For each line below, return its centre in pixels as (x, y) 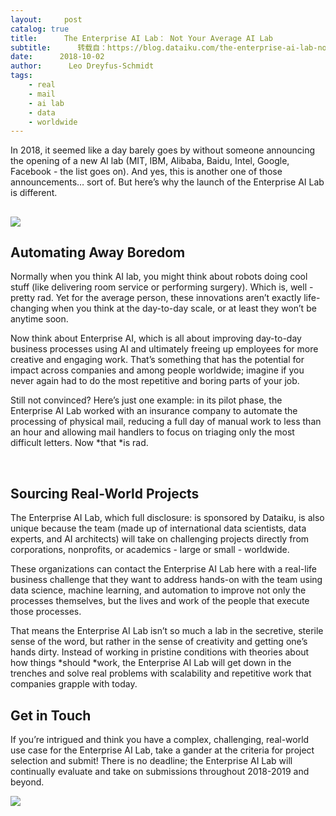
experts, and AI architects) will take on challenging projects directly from (160, 539)
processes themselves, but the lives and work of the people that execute (160, 601)
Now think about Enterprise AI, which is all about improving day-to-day (156, 338)
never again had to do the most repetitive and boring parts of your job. (155, 381)
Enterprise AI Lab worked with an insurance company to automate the (154, 411)
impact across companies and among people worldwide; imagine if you (157, 370)
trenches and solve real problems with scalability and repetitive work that (161, 673)
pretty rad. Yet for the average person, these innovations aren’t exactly (156, 298)
